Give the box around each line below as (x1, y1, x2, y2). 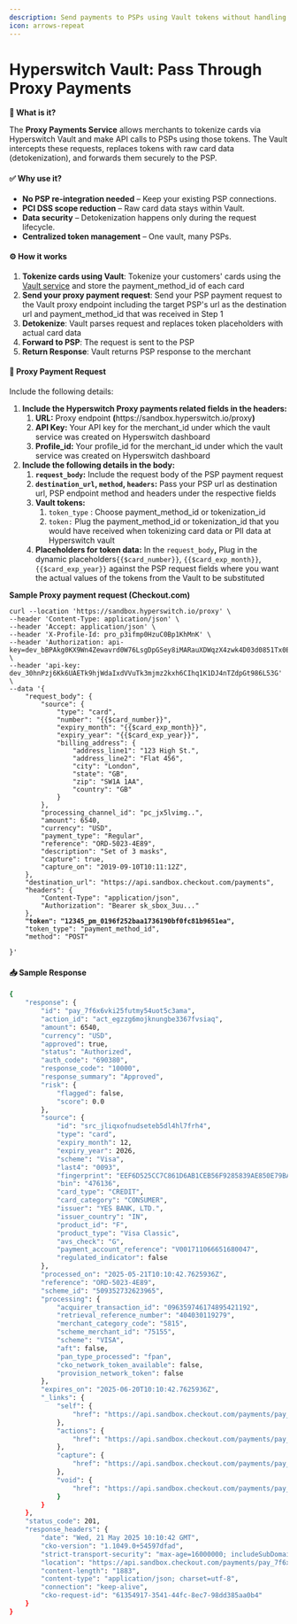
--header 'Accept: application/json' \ (9, 623, 156, 631)
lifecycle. (21, 221, 56, 232)
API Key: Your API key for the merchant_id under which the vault (34, 422, 271, 433)
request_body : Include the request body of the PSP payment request (34, 469, 284, 480)
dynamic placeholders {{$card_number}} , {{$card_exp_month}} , (34, 554, 262, 565)
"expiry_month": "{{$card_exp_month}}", (56, 723, 208, 732)
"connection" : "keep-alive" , (41, 1582, 148, 1592)
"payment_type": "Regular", (41, 831, 144, 841)
